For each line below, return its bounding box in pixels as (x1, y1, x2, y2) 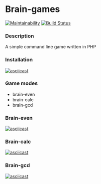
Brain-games (5, 3, 60, 15)
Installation (5, 56, 33, 63)
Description (5, 32, 34, 39)
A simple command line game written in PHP (5, 44, 96, 50)
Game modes (5, 80, 38, 87)
